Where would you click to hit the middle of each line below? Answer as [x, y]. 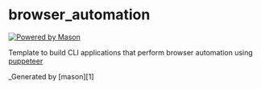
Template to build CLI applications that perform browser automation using [131, 52]
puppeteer [26, 61]
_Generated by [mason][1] [51, 76]
